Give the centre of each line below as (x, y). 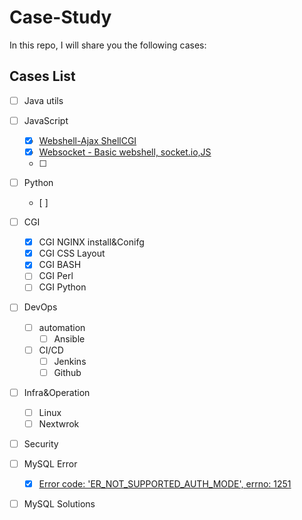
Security (41, 444)
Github (67, 372)
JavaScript (46, 120)
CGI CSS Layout (72, 253)
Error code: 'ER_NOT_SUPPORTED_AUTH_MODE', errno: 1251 (165, 484)
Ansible (69, 338)
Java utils (43, 100)
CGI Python (62, 287)
